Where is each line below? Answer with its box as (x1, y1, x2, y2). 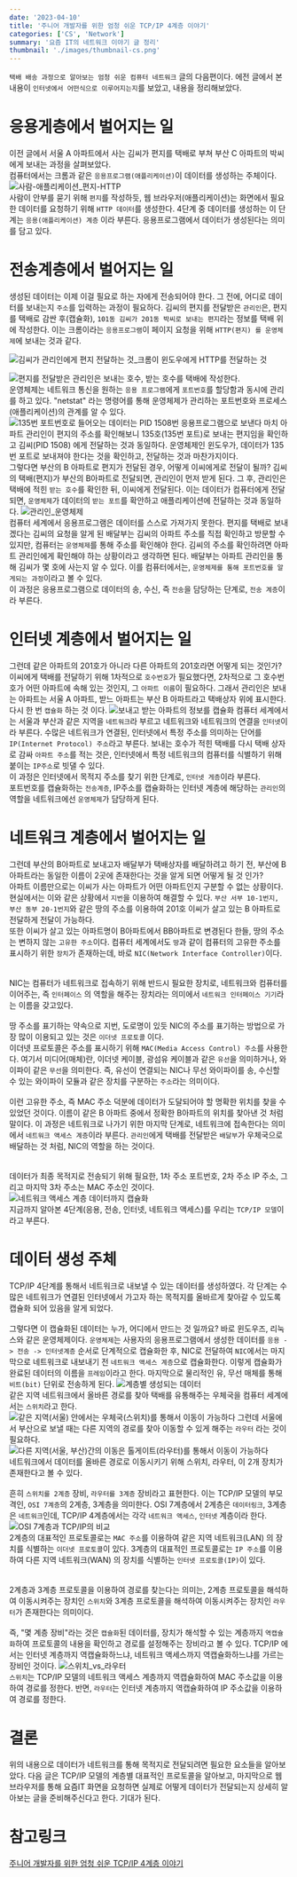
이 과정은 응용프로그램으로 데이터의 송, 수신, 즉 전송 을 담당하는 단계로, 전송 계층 (9, 584, 278, 595)
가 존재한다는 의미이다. (14, 1606, 94, 1617)
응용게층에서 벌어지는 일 (9, 117, 175, 138)
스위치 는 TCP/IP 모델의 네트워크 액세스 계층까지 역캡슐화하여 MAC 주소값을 (9, 1671, 267, 1682)
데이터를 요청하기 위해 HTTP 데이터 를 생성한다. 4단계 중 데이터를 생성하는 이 (18, 203, 277, 214)
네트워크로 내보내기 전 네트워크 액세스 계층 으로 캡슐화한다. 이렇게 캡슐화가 (32, 1356, 283, 1367)
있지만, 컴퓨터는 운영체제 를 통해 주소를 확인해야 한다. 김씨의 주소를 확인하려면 (9, 540, 272, 550)
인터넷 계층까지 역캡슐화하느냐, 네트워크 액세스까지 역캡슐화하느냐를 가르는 (25, 1649, 285, 1660)
